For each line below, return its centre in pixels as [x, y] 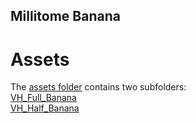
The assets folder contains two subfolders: [98, 87]
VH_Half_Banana [45, 108]
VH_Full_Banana [43, 98]
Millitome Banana [65, 16]
